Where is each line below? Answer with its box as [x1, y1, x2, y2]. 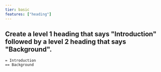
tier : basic [5, 7, 29, 12]
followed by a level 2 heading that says [5, 37, 126, 46]
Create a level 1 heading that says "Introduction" [5, 30, 157, 38]
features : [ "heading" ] [5, 12, 52, 17]
